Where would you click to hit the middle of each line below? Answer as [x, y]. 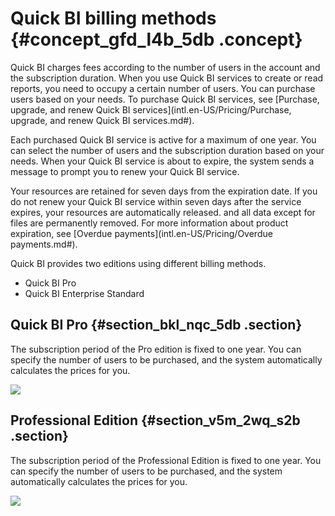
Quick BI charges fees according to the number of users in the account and [165, 67]
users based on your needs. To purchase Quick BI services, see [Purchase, [165, 99]
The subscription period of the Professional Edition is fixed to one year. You [166, 460]
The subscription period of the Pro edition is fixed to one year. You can [156, 349]
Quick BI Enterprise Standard [84, 293]
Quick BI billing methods [113, 18]
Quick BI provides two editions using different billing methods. [138, 263]
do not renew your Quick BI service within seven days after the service [156, 201]
